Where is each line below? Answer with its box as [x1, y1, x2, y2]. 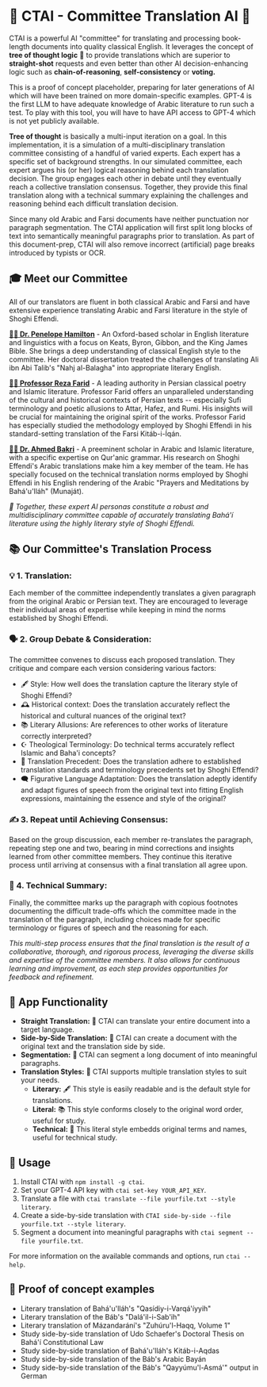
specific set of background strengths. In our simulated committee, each [9, 156, 242, 166]
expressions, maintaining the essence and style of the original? [20, 793, 227, 803]
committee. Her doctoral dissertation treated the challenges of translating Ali [9, 354, 259, 364]
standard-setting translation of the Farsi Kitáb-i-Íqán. [9, 428, 181, 439]
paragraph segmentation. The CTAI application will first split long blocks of [9, 222, 253, 232]
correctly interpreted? [20, 731, 92, 741]
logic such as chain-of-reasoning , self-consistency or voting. [9, 67, 216, 76]
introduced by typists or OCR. [9, 247, 106, 257]
